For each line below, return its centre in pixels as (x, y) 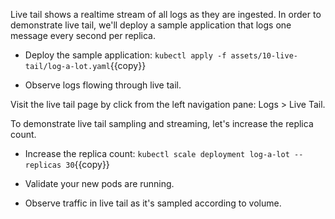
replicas (43, 165)
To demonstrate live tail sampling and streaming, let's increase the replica (162, 123)
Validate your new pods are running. (99, 183)
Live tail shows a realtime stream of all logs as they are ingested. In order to (166, 14)
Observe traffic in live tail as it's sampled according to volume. (153, 203)
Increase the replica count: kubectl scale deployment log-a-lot (157, 153)
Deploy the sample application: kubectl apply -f (125, 55)
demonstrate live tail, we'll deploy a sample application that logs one (151, 25)
